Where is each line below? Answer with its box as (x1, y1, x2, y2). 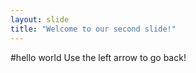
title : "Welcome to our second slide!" (10, 24, 177, 34)
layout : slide (10, 14, 70, 25)
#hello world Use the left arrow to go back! (10, 51, 187, 63)
